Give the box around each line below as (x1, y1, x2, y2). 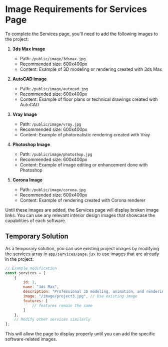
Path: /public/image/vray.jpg (19, 121, 81, 127)
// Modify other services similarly (14, 317, 91, 322)
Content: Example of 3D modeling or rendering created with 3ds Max (19, 66, 162, 72)
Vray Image (12, 111, 37, 117)
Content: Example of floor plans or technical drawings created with (19, 96, 158, 102)
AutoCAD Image (12, 76, 47, 82)
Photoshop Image (12, 141, 50, 147)
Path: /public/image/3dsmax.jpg (19, 55, 86, 61)
